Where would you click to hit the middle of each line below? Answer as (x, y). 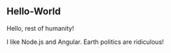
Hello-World (34, 12)
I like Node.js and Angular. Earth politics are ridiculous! (85, 42)
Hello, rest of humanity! (40, 28)
